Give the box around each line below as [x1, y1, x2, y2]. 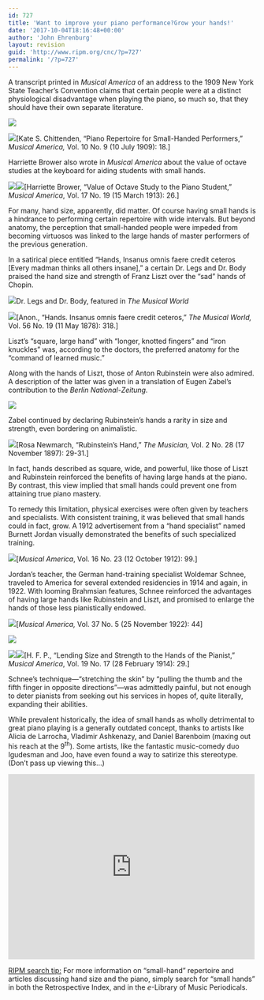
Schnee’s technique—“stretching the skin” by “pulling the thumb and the [8, 674, 243, 684]
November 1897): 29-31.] [8, 448, 89, 458]
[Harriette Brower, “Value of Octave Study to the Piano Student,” [24, 182, 232, 191]
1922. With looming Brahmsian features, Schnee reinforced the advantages [8, 586, 252, 595]
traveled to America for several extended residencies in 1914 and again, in [8, 578, 248, 587]
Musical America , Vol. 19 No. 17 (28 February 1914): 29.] [8, 658, 191, 668]
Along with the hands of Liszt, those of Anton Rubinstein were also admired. [8, 368, 255, 378]
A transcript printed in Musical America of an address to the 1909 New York [8, 77, 255, 87]
